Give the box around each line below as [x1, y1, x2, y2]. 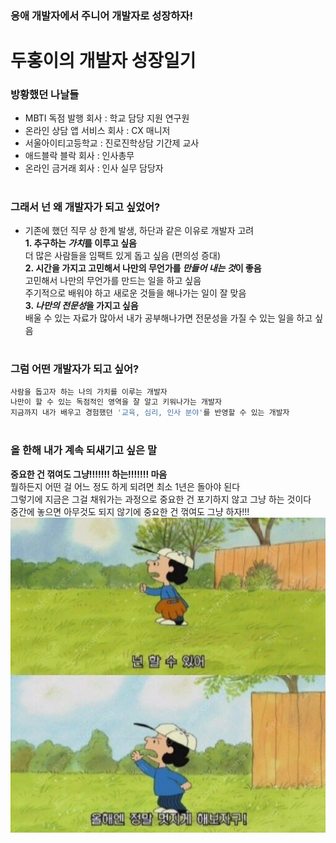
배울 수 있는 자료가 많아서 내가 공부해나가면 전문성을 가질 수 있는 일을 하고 [24, 312, 313, 324]
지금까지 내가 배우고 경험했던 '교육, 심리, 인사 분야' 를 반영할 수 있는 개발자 [10, 408, 290, 418]
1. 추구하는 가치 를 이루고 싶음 [24, 237, 137, 249]
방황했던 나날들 [10, 88, 80, 102]
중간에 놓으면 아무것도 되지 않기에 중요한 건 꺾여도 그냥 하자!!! [10, 505, 250, 517]
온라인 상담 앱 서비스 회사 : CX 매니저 [24, 125, 171, 137]
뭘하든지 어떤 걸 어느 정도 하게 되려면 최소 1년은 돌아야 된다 [10, 480, 241, 492]
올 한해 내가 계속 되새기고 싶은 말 [10, 443, 157, 457]
